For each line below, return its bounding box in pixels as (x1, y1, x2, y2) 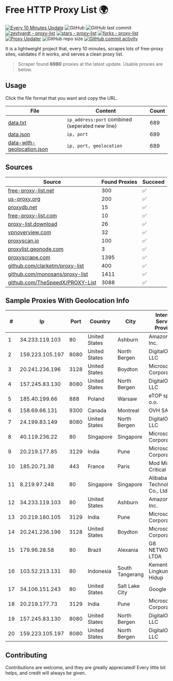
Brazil (87, 546, 101, 553)
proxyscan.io (8, 237, 40, 244)
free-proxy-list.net (8, 187, 55, 194)
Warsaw (117, 396, 137, 403)
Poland (87, 396, 105, 403)
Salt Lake (117, 582, 140, 589)
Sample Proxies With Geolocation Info (5, 296, 130, 305)
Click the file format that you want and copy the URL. (5, 95, 117, 101)
